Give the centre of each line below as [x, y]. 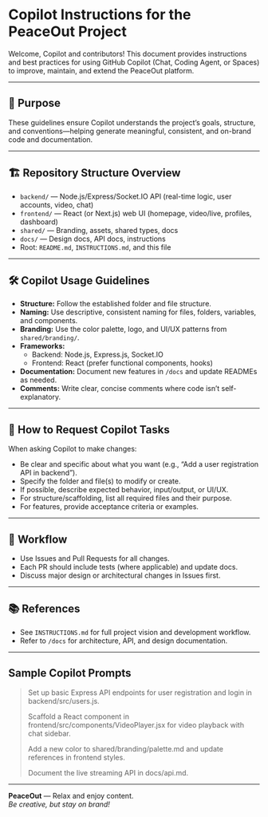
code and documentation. [51, 139]
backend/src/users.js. [63, 701]
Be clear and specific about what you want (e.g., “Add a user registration [139, 464]
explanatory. [40, 397]
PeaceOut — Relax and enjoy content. [71, 795]
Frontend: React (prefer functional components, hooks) [122, 363]
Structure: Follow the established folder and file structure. [115, 304]
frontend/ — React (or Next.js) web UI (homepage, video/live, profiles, [136, 213]
